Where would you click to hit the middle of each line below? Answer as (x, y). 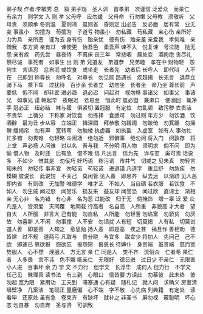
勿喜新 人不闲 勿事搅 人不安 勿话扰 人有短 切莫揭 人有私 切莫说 (106, 221)
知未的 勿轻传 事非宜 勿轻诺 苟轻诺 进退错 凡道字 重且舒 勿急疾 (96, 168)
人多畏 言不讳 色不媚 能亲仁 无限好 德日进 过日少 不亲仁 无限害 (106, 259)
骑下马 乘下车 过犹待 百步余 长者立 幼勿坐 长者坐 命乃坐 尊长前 (96, 85)
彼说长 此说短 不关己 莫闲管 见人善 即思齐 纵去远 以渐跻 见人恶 (108, 176)
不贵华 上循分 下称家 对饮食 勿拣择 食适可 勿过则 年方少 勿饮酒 (96, 115)
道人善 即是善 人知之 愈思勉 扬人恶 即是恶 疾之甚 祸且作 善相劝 (96, 229)
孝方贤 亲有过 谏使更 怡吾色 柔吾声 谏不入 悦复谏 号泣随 (101, 47)
